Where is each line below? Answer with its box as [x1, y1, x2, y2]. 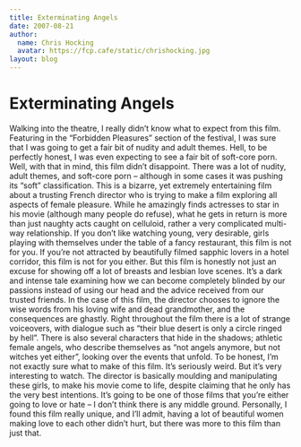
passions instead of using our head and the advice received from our [9, 284, 264, 296]
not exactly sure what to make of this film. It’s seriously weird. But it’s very [9, 360, 282, 372]
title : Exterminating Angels [9, 13, 118, 22]
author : [9, 30, 39, 39]
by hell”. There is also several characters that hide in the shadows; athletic [9, 332, 283, 343]
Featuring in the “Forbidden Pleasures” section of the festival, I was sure [9, 132, 277, 143]
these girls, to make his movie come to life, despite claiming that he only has [9, 380, 291, 391]
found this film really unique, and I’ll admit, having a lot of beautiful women [9, 408, 284, 419]
